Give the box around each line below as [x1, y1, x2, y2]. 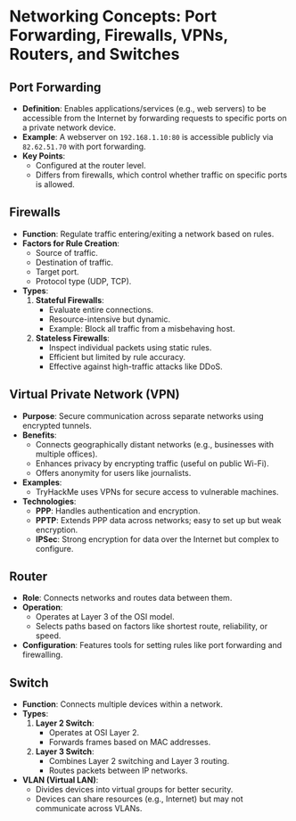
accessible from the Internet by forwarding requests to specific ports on [21, 113, 287, 123]
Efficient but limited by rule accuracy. [48, 351, 185, 362]
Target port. [35, 266, 79, 277]
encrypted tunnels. [21, 420, 92, 431]
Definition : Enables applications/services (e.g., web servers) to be [21, 103, 267, 113]
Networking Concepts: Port [9, 6, 217, 27]
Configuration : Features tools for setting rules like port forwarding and [21, 640, 283, 651]
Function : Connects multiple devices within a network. [21, 699, 224, 710]
